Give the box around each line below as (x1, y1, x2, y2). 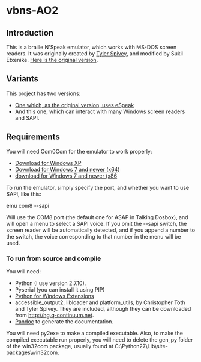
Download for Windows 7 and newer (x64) (14, 166, 120, 173)
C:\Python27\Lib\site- (115, 342, 168, 349)
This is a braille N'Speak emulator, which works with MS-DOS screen (6, 43, 177, 51)
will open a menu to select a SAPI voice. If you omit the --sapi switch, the (6, 220, 187, 227)
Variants (6, 73, 39, 84)
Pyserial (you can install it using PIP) (14, 286, 105, 293)
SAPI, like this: (6, 190, 42, 198)
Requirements (6, 132, 60, 142)
